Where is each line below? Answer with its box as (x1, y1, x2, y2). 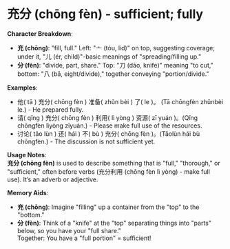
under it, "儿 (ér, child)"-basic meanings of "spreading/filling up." (17, 52, 202, 61)
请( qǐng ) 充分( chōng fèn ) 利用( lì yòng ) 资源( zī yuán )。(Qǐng (17, 113, 198, 121)
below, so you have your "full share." (17, 226, 122, 235)
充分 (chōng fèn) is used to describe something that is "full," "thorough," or (7, 159, 220, 167)
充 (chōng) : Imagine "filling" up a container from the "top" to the (17, 203, 200, 211)
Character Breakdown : (7, 29, 74, 38)
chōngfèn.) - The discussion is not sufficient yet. (17, 137, 156, 146)
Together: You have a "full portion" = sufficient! (17, 234, 151, 242)
